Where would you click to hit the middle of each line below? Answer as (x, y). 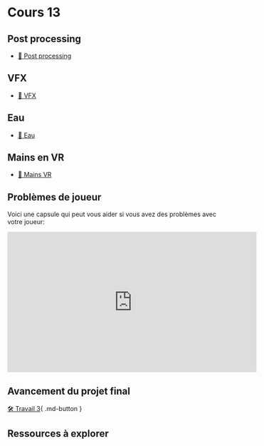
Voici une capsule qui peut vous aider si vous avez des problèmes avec (112, 214)
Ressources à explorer (58, 434)
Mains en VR (36, 158)
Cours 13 (34, 12)
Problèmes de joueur (54, 197)
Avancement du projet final (69, 391)
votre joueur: (26, 222)
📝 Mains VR (35, 175)
